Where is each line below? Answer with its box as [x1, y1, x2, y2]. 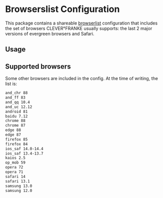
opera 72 [5, 165, 23, 170]
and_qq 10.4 [5, 99, 30, 104]
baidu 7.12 [5, 113, 28, 118]
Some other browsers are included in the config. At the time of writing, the [5, 75, 158, 81]
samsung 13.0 [5, 183, 32, 188]
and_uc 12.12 [5, 104, 32, 109]
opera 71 [5, 169, 23, 174]
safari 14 [5, 174, 26, 179]
